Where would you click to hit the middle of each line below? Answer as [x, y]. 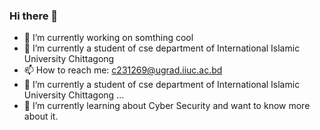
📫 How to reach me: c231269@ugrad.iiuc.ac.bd [123, 70]
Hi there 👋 [34, 16]
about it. [41, 116]
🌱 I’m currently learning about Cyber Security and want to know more [167, 106]
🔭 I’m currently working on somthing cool [108, 38]
